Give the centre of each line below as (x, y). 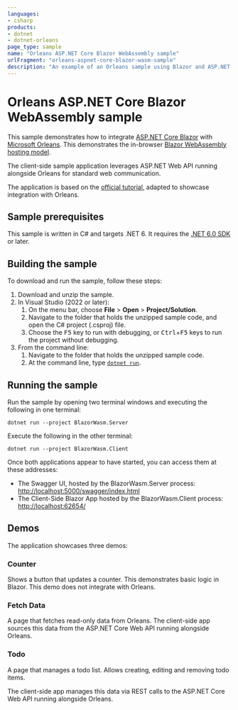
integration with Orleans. (43, 194)
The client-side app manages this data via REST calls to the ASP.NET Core (116, 691)
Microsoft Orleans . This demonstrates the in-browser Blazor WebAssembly (117, 144)
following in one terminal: (44, 410)
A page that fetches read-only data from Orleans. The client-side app (109, 621)
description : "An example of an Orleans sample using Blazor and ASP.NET (119, 67)
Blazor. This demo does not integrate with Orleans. (82, 587)
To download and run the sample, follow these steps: (85, 281)
